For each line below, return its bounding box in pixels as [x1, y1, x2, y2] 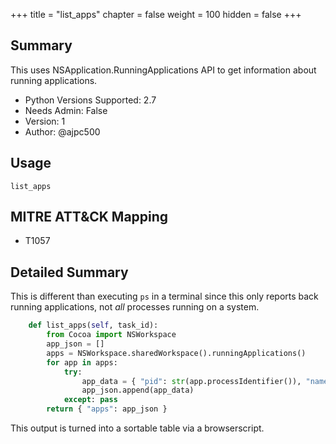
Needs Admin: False [24, 104, 108, 116]
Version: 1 [24, 115, 66, 127]
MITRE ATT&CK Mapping [10, 209, 169, 226]
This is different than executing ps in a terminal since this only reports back [10, 290, 319, 303]
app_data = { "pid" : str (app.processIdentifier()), [81, 376, 302, 386]
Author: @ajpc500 [24, 125, 101, 138]
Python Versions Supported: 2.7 [24, 94, 157, 106]
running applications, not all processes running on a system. [10, 301, 260, 313]
